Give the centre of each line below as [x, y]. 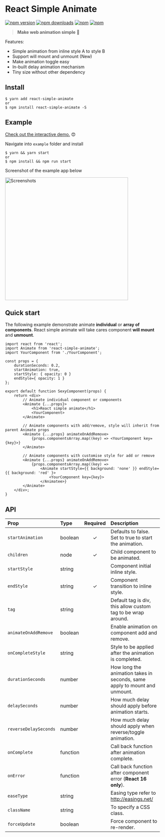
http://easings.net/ [132, 799]
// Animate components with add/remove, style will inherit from [91, 426]
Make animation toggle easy [41, 61]
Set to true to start [131, 538]
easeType [18, 796]
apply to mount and [133, 686]
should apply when [132, 726]
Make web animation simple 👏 [48, 32]
